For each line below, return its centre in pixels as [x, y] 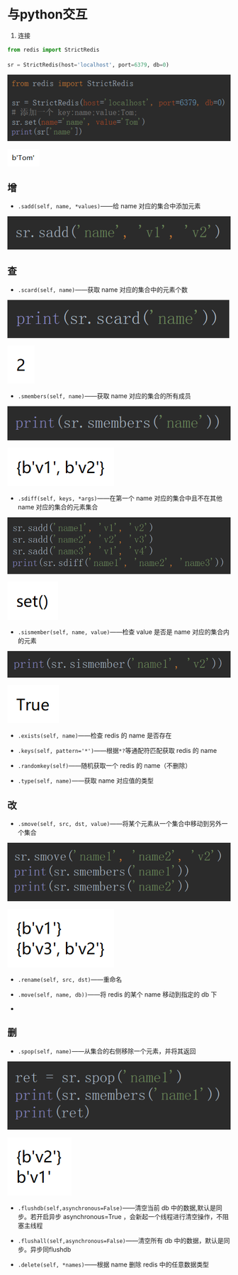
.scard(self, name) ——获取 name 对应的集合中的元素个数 [103, 289]
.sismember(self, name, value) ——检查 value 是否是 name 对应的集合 [120, 632]
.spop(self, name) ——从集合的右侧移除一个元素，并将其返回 [107, 1051]
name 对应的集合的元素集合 [58, 506]
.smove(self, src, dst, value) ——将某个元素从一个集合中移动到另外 [119, 824]
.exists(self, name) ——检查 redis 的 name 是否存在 [95, 736]
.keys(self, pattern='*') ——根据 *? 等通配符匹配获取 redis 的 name [117, 751]
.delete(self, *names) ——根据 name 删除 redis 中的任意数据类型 [113, 1264]
